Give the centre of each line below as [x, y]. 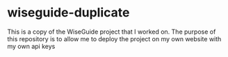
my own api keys [31, 46]
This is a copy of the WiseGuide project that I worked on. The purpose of [112, 32]
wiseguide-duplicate [68, 13]
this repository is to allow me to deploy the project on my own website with [114, 38]
